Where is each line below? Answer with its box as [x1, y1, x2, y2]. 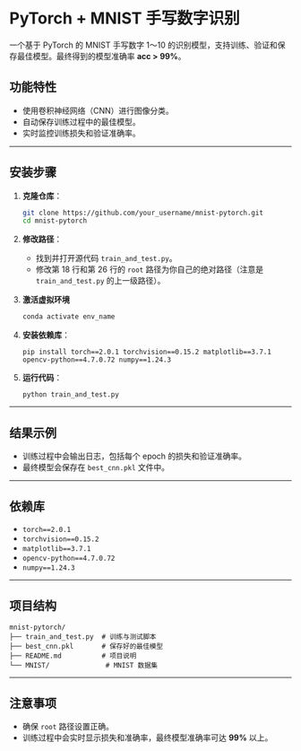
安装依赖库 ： [21, 329, 70, 341]
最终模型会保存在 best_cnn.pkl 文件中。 [21, 462, 170, 472]
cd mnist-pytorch [21, 216, 88, 225]
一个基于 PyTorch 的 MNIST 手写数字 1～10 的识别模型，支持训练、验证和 [9, 39, 278, 50]
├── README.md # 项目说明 [9, 651, 137, 660]
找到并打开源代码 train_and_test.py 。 [35, 253, 177, 264]
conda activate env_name [21, 312, 116, 321]
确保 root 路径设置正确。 [21, 721, 115, 732]
